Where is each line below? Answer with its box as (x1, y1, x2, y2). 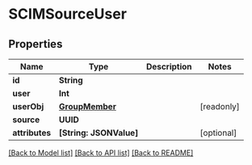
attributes (12, 127, 51, 138)
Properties (8, 37, 63, 51)
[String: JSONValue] (59, 127, 139, 138)
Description (145, 61, 192, 72)
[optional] (199, 127, 237, 138)
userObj (12, 101, 44, 112)
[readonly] (199, 101, 240, 112)
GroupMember (59, 101, 117, 112)
